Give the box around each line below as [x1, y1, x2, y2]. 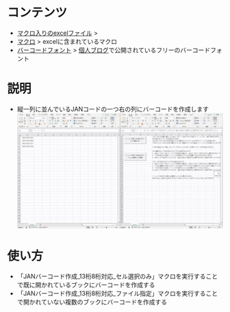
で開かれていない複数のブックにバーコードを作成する [16, 298, 168, 306]
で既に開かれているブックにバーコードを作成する [16, 281, 155, 289]
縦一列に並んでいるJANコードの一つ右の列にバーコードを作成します [16, 105, 209, 113]
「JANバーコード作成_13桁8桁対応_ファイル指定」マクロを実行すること [16, 289, 218, 297]
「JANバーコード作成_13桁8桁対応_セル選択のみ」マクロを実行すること [16, 272, 218, 280]
